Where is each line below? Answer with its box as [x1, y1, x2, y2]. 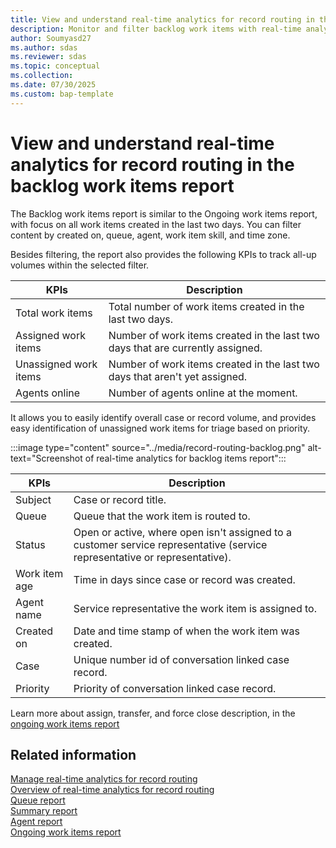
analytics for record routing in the [10, 153, 295, 176]
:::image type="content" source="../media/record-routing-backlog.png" [10, 441, 306, 453]
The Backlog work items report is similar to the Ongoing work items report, [10, 207, 318, 220]
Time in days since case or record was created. [73, 572, 296, 586]
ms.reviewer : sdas [10, 52, 87, 62]
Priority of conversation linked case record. [73, 681, 277, 695]
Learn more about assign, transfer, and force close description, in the [10, 707, 296, 719]
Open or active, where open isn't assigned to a [73, 525, 292, 539]
